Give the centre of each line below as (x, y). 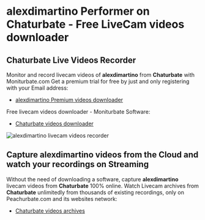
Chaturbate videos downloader (54, 124)
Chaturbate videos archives (50, 211)
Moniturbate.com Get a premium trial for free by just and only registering (98, 81)
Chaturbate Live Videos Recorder (71, 60)
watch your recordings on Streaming (77, 164)
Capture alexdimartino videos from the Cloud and (102, 155)
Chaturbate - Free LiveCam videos (95, 24)
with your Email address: (37, 88)
